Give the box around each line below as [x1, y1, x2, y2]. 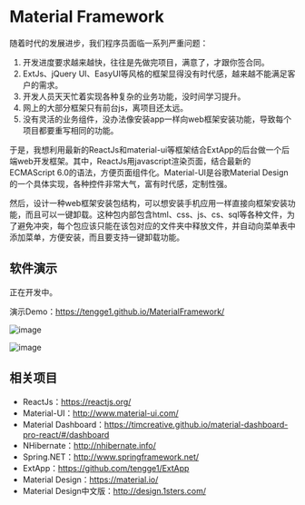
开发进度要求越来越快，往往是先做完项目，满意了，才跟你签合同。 [22, 56, 270, 67]
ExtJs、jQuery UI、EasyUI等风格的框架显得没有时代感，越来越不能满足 [22, 68, 288, 79]
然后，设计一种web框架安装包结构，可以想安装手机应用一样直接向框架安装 [9, 197, 288, 208]
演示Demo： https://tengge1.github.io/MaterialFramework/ [9, 306, 225, 317]
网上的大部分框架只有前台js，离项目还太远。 [22, 102, 189, 113]
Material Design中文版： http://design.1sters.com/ [22, 485, 207, 496]
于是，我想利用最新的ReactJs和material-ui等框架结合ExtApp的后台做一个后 [9, 144, 290, 155]
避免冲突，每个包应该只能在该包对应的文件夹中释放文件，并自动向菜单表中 [16, 220, 296, 231]
